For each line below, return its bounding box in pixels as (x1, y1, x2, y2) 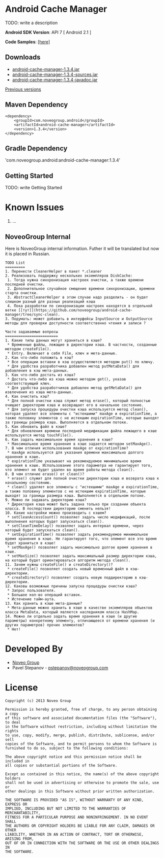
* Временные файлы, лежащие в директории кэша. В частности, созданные (7, 342, 157, 347)
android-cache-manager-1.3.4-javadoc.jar (12, 76, 98, 82)
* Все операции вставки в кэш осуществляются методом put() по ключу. (7, 359, 155, 364)
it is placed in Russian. (5, 250, 51, 257)
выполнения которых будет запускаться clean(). (5, 519, 105, 524)
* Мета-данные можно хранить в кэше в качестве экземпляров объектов (7, 605, 153, 610)
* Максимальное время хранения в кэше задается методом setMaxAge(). (7, 441, 153, 446)
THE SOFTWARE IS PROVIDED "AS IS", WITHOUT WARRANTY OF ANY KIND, (5, 797, 144, 802)
